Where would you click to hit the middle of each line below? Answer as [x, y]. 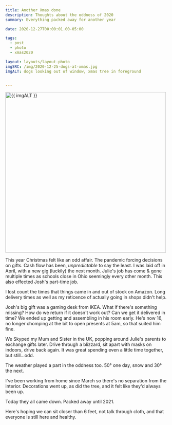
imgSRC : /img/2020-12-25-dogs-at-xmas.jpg [51, 67]
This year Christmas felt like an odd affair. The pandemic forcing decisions [84, 260]
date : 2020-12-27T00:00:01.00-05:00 [44, 29]
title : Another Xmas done [33, 10]
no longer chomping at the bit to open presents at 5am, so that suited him [83, 324]
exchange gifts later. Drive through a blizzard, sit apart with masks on [79, 344]
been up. [15, 392]
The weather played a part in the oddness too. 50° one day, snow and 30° [84, 365]
